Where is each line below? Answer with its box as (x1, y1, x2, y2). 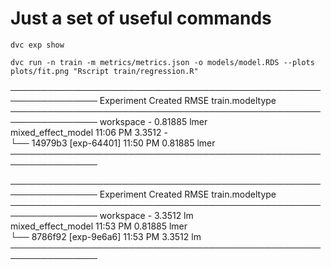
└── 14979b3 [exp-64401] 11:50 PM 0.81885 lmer (10, 137, 216, 149)
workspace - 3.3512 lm (99, 209, 194, 221)
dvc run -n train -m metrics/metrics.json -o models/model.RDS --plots (10, 57, 315, 67)
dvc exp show (10, 40, 65, 50)
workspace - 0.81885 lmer (99, 115, 208, 127)
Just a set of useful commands (10, 7, 272, 30)
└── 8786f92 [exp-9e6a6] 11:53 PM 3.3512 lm (10, 230, 202, 242)
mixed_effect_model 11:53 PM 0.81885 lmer (10, 220, 188, 232)
